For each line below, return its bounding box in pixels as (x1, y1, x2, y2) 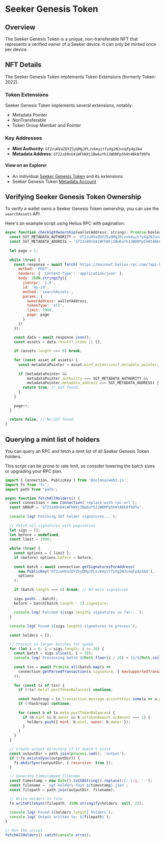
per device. (5, 47, 28, 52)
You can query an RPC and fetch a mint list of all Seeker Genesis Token (5, 448, 149, 454)
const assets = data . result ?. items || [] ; (14, 339, 102, 345)
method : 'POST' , (18, 266, 52, 271)
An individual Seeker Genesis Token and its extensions (12, 173, 123, 179)
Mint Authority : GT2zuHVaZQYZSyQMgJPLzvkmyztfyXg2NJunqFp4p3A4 (12, 146, 142, 152)
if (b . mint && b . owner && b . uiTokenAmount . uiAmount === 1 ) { (23, 715, 151, 720)
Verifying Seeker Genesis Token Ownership (5, 193, 141, 201)
